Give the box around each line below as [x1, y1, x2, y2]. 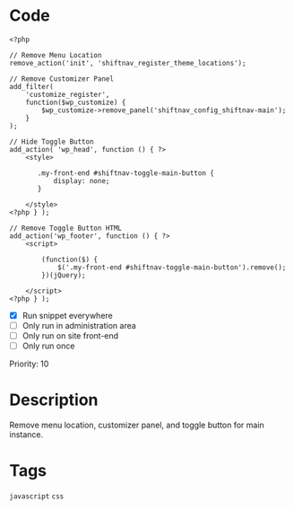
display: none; [53, 176, 110, 185]
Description [9, 390, 99, 410]
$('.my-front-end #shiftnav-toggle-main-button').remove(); [56, 262, 287, 272]
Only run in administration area [22, 321, 136, 330]
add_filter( [9, 82, 54, 91]
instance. [9, 429, 44, 440]
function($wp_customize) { [25, 98, 126, 107]
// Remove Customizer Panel [9, 74, 115, 84]
